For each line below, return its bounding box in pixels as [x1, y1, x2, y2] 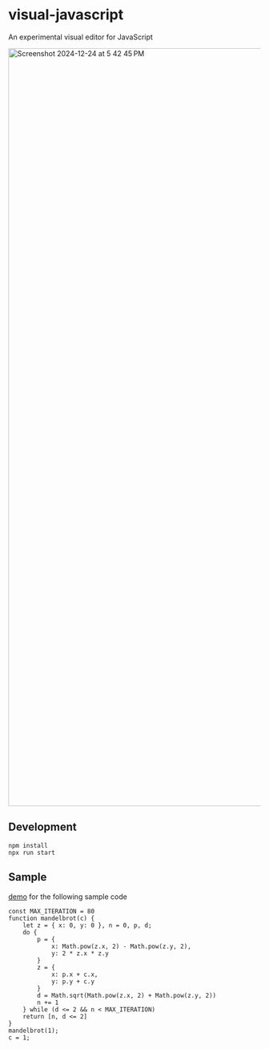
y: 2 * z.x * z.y [50, 949, 110, 958]
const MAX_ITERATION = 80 [8, 907, 94, 915]
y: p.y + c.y [50, 977, 94, 986]
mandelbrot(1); [8, 1027, 59, 1035]
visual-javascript [8, 6, 124, 24]
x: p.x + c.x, [50, 970, 98, 978]
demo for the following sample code [8, 892, 128, 901]
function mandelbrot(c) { [8, 914, 94, 922]
